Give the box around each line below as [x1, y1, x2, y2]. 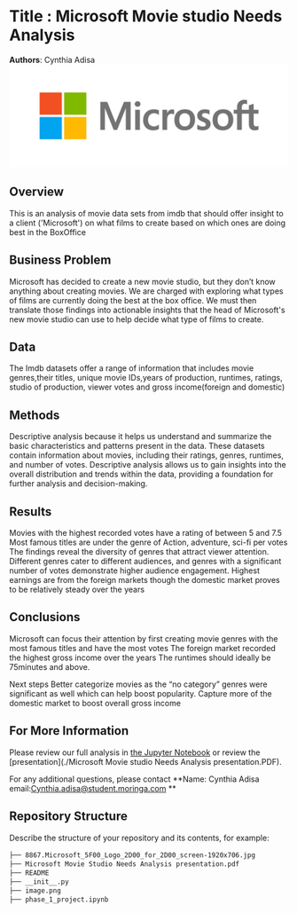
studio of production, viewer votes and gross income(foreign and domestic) [9, 382, 285, 392]
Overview [9, 185, 65, 200]
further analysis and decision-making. [9, 478, 148, 489]
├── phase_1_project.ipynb [9, 894, 109, 904]
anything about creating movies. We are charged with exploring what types [9, 286, 284, 296]
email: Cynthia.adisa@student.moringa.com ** [9, 783, 176, 793]
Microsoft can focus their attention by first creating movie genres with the [9, 633, 278, 644]
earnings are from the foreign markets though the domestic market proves [9, 575, 281, 586]
